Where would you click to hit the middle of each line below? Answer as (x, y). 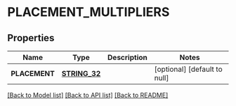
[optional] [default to (188, 69)
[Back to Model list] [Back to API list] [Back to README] (88, 95)
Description (127, 58)
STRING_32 (81, 74)
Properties (31, 38)
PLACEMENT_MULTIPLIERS (88, 12)
